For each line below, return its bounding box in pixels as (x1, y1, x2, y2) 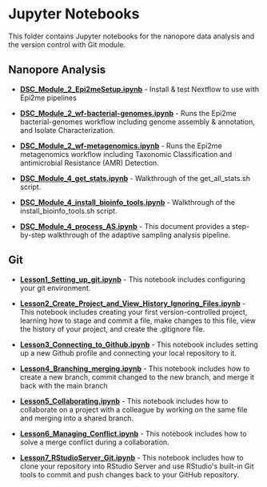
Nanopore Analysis (8, 63, 106, 77)
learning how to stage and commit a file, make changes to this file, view (19, 316, 256, 325)
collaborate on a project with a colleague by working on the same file (19, 404, 248, 414)
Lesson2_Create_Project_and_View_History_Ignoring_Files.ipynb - (19, 298, 246, 308)
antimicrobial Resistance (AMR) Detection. (19, 158, 160, 167)
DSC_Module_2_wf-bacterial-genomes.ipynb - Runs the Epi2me (19, 108, 237, 118)
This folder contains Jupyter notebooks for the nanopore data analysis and (8, 31, 255, 41)
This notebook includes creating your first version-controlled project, (19, 307, 248, 316)
